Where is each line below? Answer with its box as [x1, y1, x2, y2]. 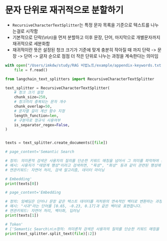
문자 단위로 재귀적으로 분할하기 [5, 4, 124, 16]
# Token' [5, 222, 23, 227]
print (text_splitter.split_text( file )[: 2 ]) [5, 231, 97, 236]
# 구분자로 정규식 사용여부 [14, 118, 61, 123]
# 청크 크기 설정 [14, 90, 44, 95]
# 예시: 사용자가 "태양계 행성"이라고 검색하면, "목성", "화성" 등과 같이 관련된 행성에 [5, 162, 161, 168]
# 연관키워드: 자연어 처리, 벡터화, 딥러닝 [5, 208, 80, 214]
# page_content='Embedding [5, 190, 61, 195]
